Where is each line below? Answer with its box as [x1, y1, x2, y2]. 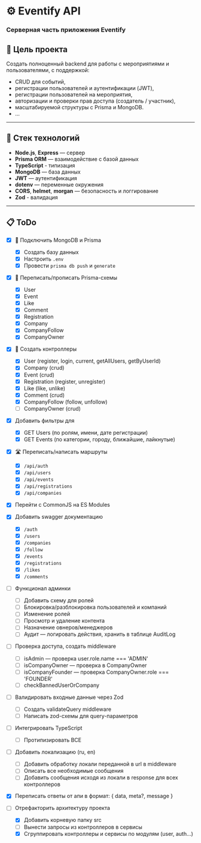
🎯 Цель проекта [6, 44, 68, 55]
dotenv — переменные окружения [14, 181, 103, 188]
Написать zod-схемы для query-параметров [23, 712, 138, 719]
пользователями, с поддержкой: [6, 66, 90, 73]
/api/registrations [23, 483, 73, 490]
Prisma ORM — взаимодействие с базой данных [14, 155, 139, 163]
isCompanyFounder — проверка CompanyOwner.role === [23, 668, 169, 675]
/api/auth [23, 464, 49, 470]
